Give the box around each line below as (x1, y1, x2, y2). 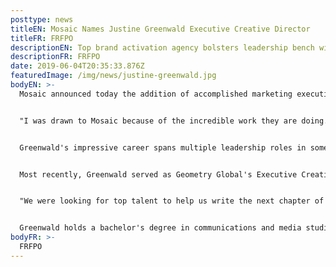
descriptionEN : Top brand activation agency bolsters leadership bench (10, 42, 315, 53)
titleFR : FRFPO (10, 33, 74, 43)
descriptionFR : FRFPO (10, 52, 101, 62)
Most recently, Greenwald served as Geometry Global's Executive (19, 169, 298, 180)
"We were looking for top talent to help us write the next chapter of (19, 196, 325, 206)
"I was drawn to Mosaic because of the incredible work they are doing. (19, 116, 329, 126)
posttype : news (10, 14, 74, 25)
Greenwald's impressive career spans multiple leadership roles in (19, 142, 307, 153)
